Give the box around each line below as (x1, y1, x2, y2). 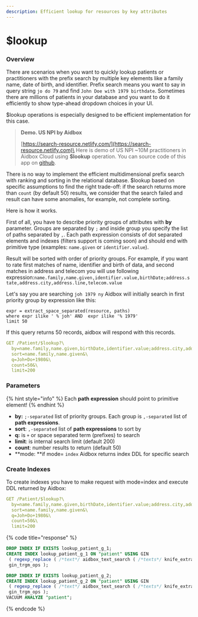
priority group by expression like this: (6, 297, 97, 304)
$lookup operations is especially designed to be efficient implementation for (6, 111, 191, 119)
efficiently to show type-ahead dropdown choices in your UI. (6, 100, 154, 107)
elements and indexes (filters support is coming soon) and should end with (6, 237, 188, 245)
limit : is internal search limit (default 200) (14, 438, 115, 445)
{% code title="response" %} (6, 534, 77, 541)
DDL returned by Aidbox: (6, 484, 67, 491)
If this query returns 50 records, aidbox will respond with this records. (6, 329, 176, 336)
